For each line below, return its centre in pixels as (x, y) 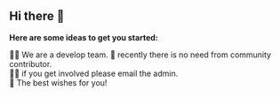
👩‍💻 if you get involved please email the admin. (94, 73)
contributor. (31, 63)
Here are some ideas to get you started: (84, 37)
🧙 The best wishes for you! (58, 82)
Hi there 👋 (37, 16)
